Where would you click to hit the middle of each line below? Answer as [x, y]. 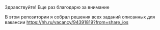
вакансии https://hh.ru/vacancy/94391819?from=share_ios [66, 22]
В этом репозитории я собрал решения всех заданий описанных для [80, 17]
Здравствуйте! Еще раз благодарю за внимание [57, 7]
